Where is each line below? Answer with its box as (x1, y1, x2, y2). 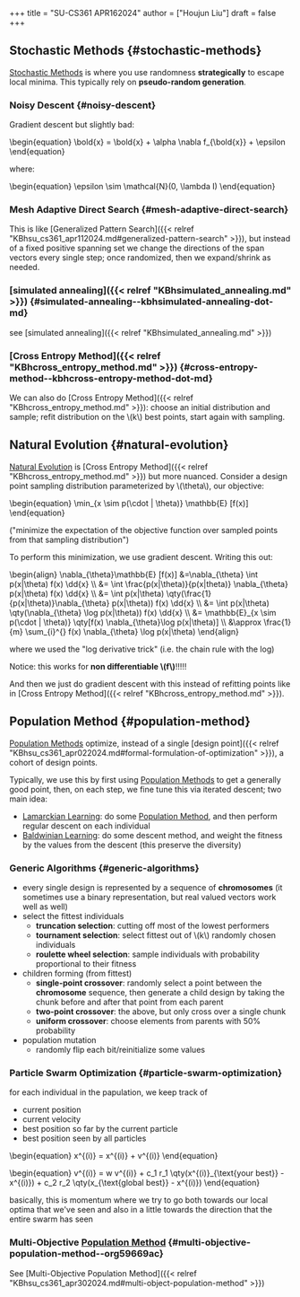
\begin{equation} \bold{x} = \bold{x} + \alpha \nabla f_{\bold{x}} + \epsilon (9, 136, 287, 147)
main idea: (9, 793, 47, 804)
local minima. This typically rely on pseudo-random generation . (9, 76, 246, 87)
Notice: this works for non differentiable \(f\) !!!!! (9, 661, 187, 671)
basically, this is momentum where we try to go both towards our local (9, 1195, 269, 1205)
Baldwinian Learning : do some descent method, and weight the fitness (21, 829, 283, 840)
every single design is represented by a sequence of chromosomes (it (21, 881, 283, 892)
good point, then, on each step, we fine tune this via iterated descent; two (9, 784, 282, 794)
